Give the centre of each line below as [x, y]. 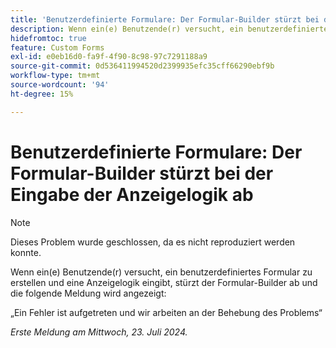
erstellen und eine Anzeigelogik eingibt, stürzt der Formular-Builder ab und [164, 282]
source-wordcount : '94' [60, 85]
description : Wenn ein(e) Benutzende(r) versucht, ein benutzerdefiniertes [171, 29]
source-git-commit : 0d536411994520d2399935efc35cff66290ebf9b [142, 66]
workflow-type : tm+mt [55, 76]
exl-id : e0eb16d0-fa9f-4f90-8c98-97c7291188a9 [109, 57]
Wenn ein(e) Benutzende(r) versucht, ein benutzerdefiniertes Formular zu [161, 272]
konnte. [26, 252]
